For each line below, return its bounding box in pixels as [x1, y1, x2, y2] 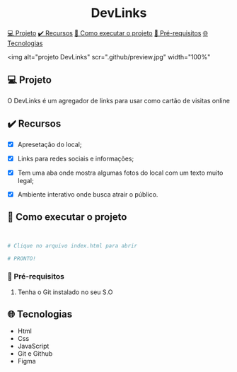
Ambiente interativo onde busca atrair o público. [17, 190, 158, 199]
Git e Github [17, 349, 53, 358]
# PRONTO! [7, 255, 37, 262]
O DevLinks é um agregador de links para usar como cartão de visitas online [7, 96, 230, 105]
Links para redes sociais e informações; [17, 154, 134, 163]
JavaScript [17, 342, 50, 351]
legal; [17, 176, 34, 185]
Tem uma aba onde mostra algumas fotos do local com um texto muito [17, 168, 224, 177]
